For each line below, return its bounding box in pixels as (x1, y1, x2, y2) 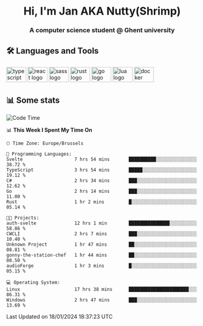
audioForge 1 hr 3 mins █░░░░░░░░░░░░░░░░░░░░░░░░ (6, 263, 198, 269)
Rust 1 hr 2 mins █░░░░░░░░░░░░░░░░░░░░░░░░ (6, 199, 198, 205)
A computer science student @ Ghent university (29, 26, 175, 35)
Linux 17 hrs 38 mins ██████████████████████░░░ (6, 286, 198, 293)
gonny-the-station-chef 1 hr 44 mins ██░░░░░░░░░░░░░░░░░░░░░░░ (6, 252, 198, 258)
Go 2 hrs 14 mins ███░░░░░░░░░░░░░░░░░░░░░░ (6, 189, 198, 195)
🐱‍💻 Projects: (6, 215, 40, 221)
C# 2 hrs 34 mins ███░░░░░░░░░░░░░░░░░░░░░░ (6, 178, 198, 184)
